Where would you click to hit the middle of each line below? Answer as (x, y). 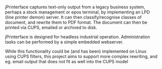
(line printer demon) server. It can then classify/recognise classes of (73, 17)
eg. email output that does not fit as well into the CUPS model (67, 62)
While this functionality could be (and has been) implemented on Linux (76, 51)
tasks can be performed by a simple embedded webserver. (64, 42)
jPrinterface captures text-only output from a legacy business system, (75, 7)
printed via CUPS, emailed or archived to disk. (51, 28)
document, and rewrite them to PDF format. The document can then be (76, 22)
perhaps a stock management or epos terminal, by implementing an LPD (77, 12)
